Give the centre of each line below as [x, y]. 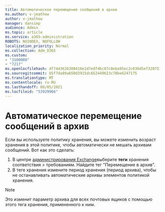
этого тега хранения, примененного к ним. [50, 205]
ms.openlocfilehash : [26, 69]
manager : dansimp [23, 23]
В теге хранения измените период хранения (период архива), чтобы [84, 170]
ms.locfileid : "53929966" [31, 92]
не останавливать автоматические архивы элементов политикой [81, 175]
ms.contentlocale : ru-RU [30, 82]
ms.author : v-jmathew [27, 14]
